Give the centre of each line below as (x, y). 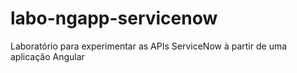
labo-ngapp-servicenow (114, 18)
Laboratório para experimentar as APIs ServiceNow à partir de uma (149, 46)
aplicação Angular (47, 56)
